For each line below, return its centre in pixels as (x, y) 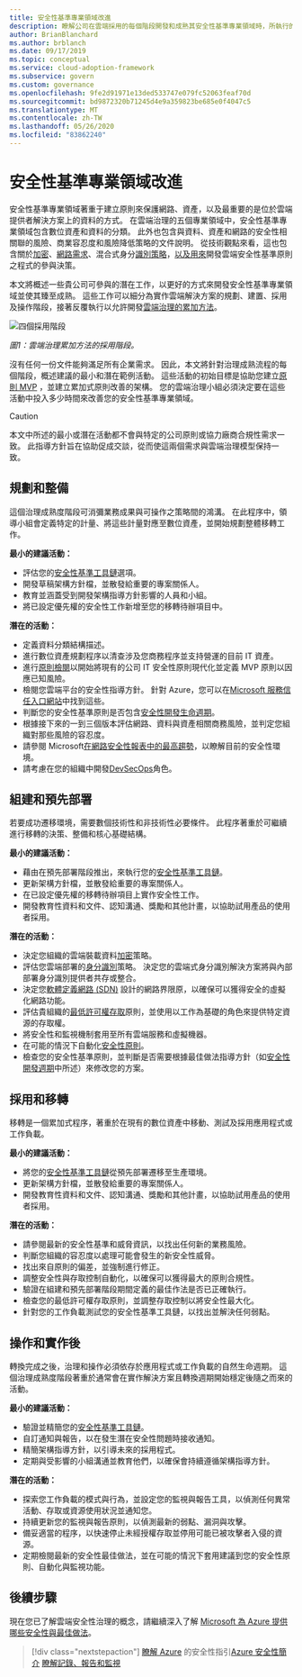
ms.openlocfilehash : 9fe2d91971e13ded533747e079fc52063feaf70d (130, 93)
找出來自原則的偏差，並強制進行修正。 (93, 1267)
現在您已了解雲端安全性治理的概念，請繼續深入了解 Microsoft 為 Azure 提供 (149, 1621)
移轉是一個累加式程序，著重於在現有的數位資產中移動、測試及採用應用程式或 (151, 1123)
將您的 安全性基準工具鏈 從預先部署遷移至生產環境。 (117, 1173)
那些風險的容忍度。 (74, 734)
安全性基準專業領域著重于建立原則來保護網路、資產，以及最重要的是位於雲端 (151, 209)
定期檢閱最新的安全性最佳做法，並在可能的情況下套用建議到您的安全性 (152, 1555)
